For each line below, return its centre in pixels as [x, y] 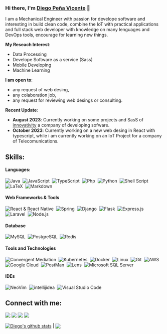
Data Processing [29, 54]
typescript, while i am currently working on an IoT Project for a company [87, 136]
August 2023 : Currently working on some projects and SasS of [78, 120]
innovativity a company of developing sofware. [61, 125]
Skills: [15, 157]
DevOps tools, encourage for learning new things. [57, 35]
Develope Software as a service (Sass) [52, 60]
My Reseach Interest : [28, 45]
